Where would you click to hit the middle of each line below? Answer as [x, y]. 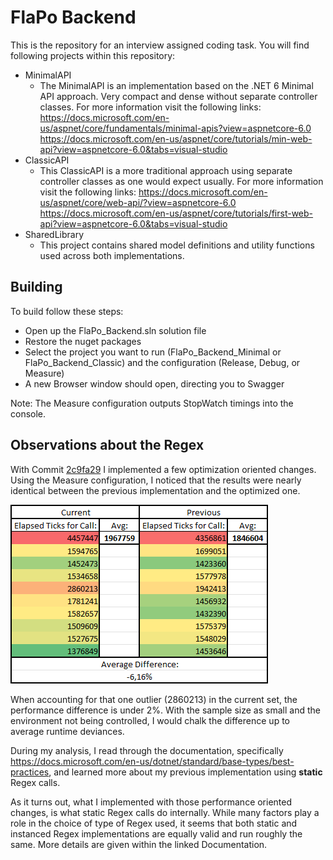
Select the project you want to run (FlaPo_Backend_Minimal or [153, 352]
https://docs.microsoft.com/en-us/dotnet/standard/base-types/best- [152, 761]
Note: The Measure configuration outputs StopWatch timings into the [152, 403]
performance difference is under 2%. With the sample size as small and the [165, 710]
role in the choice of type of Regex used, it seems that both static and [154, 823]
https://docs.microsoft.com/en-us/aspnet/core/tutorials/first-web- [176, 213]
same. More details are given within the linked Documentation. [139, 844]
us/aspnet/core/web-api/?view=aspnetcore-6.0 [138, 202]
